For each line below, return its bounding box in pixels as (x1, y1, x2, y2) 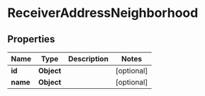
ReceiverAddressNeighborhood (7, 5, 199, 21)
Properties (7, 33, 55, 45)
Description (68, 54, 109, 64)
